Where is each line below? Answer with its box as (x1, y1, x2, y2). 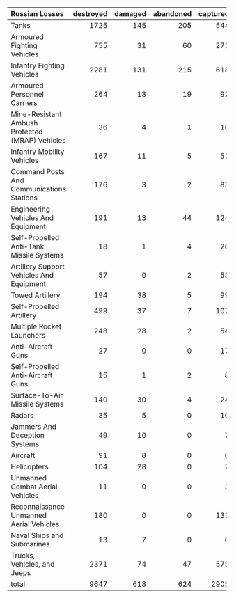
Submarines (10, 540, 50, 549)
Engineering (10, 205, 51, 214)
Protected (10, 127, 43, 136)
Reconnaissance (10, 502, 65, 511)
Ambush (10, 118, 38, 127)
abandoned (153, 9, 192, 18)
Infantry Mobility (10, 147, 65, 156)
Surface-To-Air (10, 391, 63, 400)
